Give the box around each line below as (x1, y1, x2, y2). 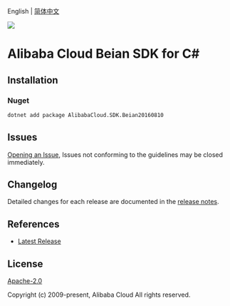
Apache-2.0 (7, 277, 43, 285)
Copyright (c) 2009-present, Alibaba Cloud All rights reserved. (7, 290, 191, 299)
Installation (7, 74, 58, 86)
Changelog (7, 178, 58, 190)
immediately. (7, 158, 45, 166)
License (7, 257, 43, 270)
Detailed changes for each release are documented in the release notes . (7, 198, 219, 206)
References (7, 218, 60, 230)
